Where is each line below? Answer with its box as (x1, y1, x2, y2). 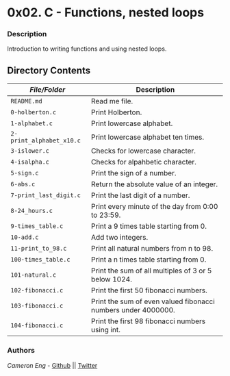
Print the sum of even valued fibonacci (91, 297, 216, 306)
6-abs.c (10, 180, 36, 188)
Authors (7, 346, 36, 355)
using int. (91, 325, 121, 335)
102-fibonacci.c (10, 286, 64, 294)
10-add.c (10, 234, 39, 241)
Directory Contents (7, 64, 91, 76)
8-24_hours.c (10, 207, 53, 215)
